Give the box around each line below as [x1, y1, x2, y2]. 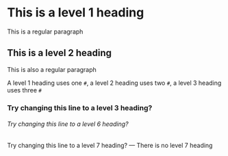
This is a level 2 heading [7, 47, 112, 59]
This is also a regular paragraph [7, 65, 97, 73]
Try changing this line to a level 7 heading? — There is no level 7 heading [7, 141, 213, 149]
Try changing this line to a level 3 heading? [7, 103, 153, 112]
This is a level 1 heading [7, 5, 144, 21]
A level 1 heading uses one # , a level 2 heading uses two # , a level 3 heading [7, 79, 222, 87]
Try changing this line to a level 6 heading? [7, 120, 129, 128]
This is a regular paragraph [7, 27, 84, 36]
